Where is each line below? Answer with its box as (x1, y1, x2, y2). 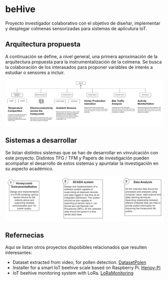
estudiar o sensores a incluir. (5, 69, 65, 75)
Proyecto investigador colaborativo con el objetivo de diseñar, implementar (5, 20, 160, 26)
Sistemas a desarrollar (5, 136, 77, 145)
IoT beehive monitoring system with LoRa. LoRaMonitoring (12, 270, 134, 276)
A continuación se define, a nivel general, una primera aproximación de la (5, 53, 157, 59)
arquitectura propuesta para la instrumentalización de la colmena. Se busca (5, 59, 162, 65)
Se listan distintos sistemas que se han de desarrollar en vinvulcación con (5, 149, 158, 155)
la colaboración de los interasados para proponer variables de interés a (5, 64, 153, 70)
